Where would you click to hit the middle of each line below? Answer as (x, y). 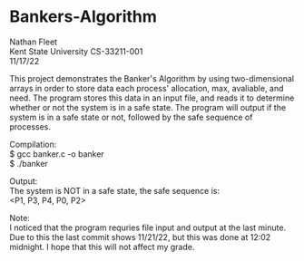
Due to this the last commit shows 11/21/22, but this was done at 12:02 (140, 237)
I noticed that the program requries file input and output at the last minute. (148, 227)
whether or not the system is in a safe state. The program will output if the (148, 107)
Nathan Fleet (33, 42)
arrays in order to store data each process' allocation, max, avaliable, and (147, 88)
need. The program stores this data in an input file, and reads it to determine (152, 98)
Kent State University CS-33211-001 (76, 51)
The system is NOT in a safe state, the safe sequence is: (115, 190)
